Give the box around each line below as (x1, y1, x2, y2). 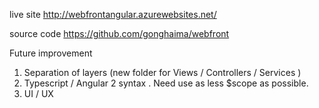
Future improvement (9, 47, 93, 59)
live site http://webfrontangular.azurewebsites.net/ (9, 9, 217, 20)
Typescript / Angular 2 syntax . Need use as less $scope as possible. (23, 77, 309, 89)
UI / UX (23, 88, 54, 99)
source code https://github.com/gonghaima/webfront (9, 28, 230, 39)
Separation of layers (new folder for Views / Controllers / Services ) (23, 67, 302, 78)
